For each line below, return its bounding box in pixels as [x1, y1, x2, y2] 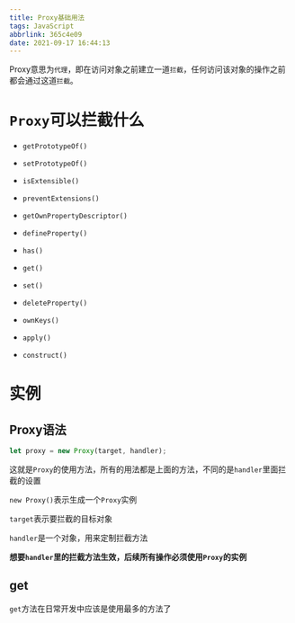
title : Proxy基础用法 [9, 13, 85, 22]
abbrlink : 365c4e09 [9, 30, 83, 39]
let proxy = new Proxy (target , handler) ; [9, 447, 167, 456]
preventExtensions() [22, 194, 100, 203]
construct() [22, 352, 67, 360]
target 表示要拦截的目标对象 [9, 513, 112, 524]
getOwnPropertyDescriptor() [22, 212, 128, 221]
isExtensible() [22, 177, 80, 186]
